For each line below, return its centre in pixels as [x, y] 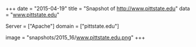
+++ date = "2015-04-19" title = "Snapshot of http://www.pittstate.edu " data [98, 9]
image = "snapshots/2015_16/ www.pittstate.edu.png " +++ [75, 37]
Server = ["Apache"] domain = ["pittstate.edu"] [62, 26]
